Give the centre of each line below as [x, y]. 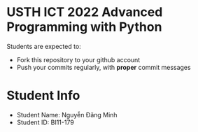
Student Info [43, 96]
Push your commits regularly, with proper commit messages [104, 67]
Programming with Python [84, 27]
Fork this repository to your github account [78, 59]
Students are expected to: [44, 46]
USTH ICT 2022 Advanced [85, 12]
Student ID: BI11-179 [45, 122]
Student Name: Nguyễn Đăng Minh [67, 115]
